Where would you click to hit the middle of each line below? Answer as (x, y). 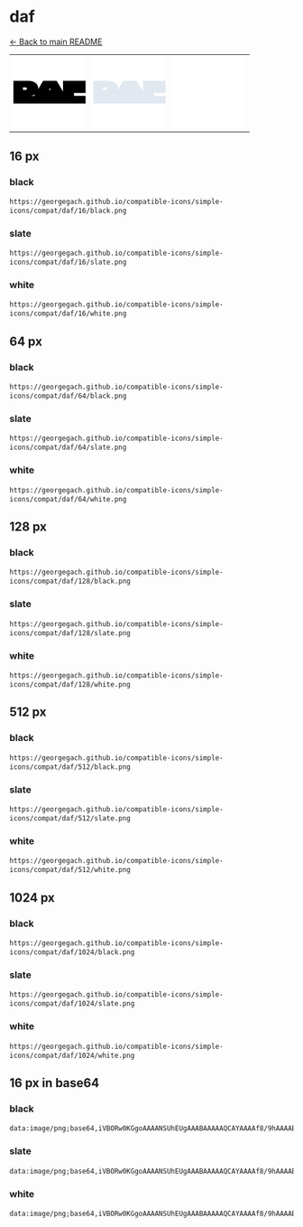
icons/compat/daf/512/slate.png (70, 819)
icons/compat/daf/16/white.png (68, 314)
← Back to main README (56, 42)
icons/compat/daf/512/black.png (70, 767)
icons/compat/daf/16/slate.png (68, 262)
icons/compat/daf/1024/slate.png (72, 1004)
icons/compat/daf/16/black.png (68, 211)
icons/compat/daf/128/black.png (70, 581)
